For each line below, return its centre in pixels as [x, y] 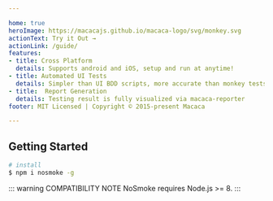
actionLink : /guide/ [43, 46]
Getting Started [48, 146]
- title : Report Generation [58, 91]
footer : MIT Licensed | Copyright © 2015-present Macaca [107, 107]
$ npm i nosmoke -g [41, 173]
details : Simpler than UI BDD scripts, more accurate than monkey [130, 83]
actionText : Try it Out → [52, 38]
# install [25, 165]
